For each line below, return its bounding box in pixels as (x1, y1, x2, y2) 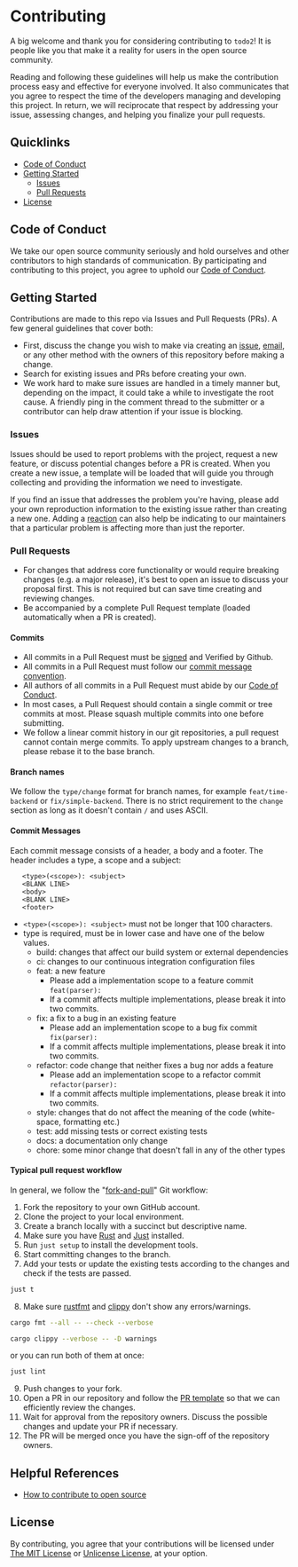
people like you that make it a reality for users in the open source (10, 44, 247, 55)
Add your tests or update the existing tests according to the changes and (22, 1258, 290, 1269)
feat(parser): (49, 986, 102, 995)
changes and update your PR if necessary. (22, 1421, 178, 1432)
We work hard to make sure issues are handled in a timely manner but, (22, 378, 281, 389)
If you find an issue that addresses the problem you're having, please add (10, 494, 279, 505)
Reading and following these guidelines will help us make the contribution (10, 71, 278, 82)
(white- (248, 1106, 276, 1117)
